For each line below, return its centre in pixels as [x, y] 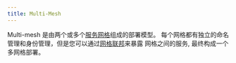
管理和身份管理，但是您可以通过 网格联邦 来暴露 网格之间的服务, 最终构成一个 [118, 43]
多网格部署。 [26, 52]
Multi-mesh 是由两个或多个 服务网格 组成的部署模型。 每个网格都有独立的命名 [118, 34]
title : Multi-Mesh [34, 14]
